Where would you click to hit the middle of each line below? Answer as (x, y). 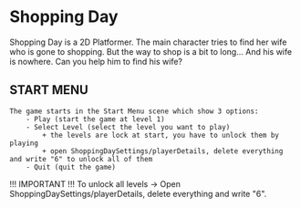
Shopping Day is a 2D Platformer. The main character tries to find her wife (148, 42)
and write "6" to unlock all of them (81, 159)
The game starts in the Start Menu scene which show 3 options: (134, 111)
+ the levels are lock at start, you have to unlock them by (161, 135)
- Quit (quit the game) (71, 167)
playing (24, 143)
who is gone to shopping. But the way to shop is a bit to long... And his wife (151, 51)
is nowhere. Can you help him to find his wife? (96, 61)
